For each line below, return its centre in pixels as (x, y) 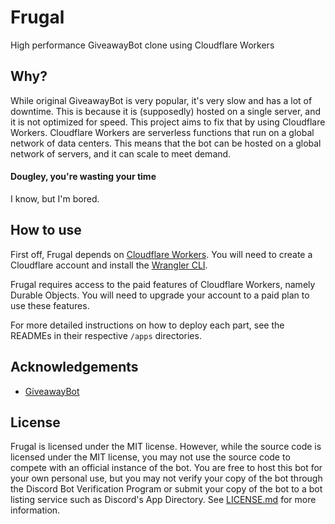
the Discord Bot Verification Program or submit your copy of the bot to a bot (166, 489)
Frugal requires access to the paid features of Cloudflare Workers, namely (163, 284)
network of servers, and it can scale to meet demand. (121, 153)
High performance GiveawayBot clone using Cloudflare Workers (142, 45)
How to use (46, 230)
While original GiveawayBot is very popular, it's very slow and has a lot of (161, 100)
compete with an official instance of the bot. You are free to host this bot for (166, 468)
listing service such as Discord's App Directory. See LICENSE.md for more (163, 500)
